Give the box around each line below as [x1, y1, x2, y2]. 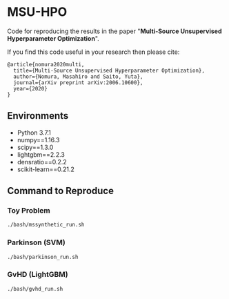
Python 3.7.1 [17, 128, 52, 137]
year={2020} [13, 85, 48, 92]
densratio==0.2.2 [17, 157, 67, 166]
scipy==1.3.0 [17, 143, 54, 151]
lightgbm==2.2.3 [17, 150, 66, 159]
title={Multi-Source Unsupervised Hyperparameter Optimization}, [13, 67, 206, 74]
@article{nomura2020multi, [7, 61, 85, 68]
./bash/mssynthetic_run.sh [7, 222, 85, 229]
